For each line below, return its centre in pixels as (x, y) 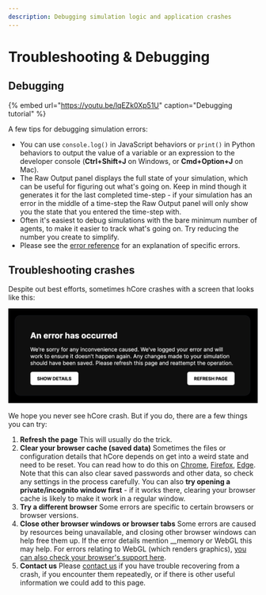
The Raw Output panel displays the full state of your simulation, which (133, 177)
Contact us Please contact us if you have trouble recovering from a (129, 566)
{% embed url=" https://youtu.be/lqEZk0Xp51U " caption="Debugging (120, 105)
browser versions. (49, 516)
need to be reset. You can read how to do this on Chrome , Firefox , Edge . (137, 465)
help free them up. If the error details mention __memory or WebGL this (136, 541)
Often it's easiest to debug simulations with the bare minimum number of (138, 220)
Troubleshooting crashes (72, 271)
